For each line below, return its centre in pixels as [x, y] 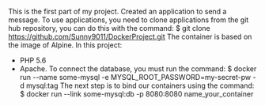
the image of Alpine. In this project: [65, 45]
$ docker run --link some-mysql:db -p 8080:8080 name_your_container [136, 94]
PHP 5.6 [33, 60]
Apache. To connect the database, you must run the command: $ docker [138, 69]
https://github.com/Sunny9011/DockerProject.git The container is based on [130, 36]
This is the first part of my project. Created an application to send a [117, 11]
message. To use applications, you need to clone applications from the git [129, 20]
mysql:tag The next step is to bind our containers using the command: [140, 85]
